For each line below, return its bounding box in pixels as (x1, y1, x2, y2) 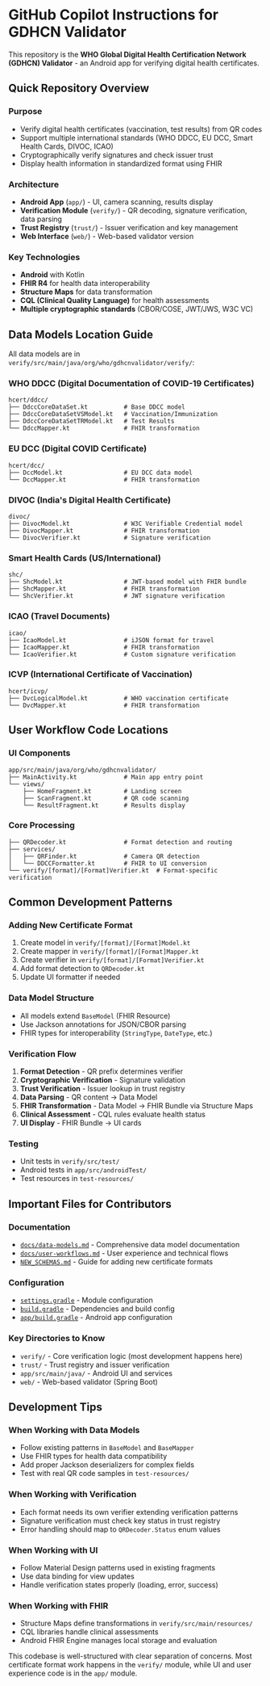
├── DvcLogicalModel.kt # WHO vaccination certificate (8, 694, 229, 702)
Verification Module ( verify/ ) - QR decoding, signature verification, (19, 205, 247, 215)
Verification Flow (8, 1048, 77, 1059)
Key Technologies (8, 251, 81, 263)
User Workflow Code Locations (8, 723, 169, 737)
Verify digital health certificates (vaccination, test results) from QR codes (19, 124, 263, 134)
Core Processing (8, 820, 75, 831)
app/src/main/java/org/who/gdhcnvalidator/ (8, 766, 157, 774)
